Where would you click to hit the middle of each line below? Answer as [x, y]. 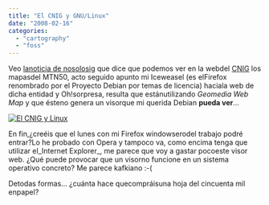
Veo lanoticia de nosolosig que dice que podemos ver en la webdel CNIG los [135, 68]
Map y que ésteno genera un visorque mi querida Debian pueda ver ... [124, 103]
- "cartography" [43, 38]
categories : [28, 31]
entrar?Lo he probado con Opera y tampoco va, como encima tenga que [128, 142]
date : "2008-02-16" [41, 23]
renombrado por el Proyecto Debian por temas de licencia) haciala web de [131, 86]
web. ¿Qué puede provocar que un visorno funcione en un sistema [118, 160]
